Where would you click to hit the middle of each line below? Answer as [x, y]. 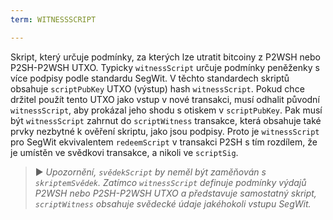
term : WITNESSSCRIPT [53, 19]
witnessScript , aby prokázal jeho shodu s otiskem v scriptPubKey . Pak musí [166, 110]
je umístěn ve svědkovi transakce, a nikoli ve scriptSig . [124, 152]
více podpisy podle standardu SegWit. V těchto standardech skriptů [150, 78]
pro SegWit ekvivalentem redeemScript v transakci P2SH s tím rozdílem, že [164, 142]
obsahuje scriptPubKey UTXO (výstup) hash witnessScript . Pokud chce [157, 88]
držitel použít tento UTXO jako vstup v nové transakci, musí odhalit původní [165, 99]
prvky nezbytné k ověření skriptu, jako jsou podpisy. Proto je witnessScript [165, 131]
